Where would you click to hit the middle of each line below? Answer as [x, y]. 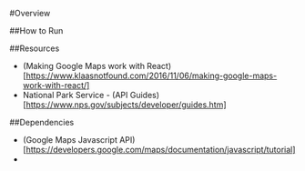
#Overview [30, 13]
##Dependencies [42, 122]
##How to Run [36, 30]
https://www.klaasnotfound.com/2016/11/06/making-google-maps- [152, 75]
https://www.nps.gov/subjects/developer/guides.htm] [126, 105]
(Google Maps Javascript [70, 140]
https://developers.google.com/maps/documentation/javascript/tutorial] [161, 150]
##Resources [35, 48]
